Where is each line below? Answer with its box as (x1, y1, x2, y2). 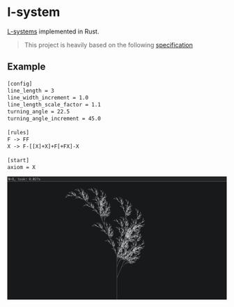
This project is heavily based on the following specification (24, 40, 194, 49)
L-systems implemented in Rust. (7, 27, 100, 36)
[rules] (7, 129, 30, 136)
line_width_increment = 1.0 (7, 94, 89, 101)
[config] (7, 80, 33, 87)
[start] (7, 157, 30, 164)
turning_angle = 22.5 (7, 108, 70, 115)
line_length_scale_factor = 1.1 (7, 101, 101, 108)
